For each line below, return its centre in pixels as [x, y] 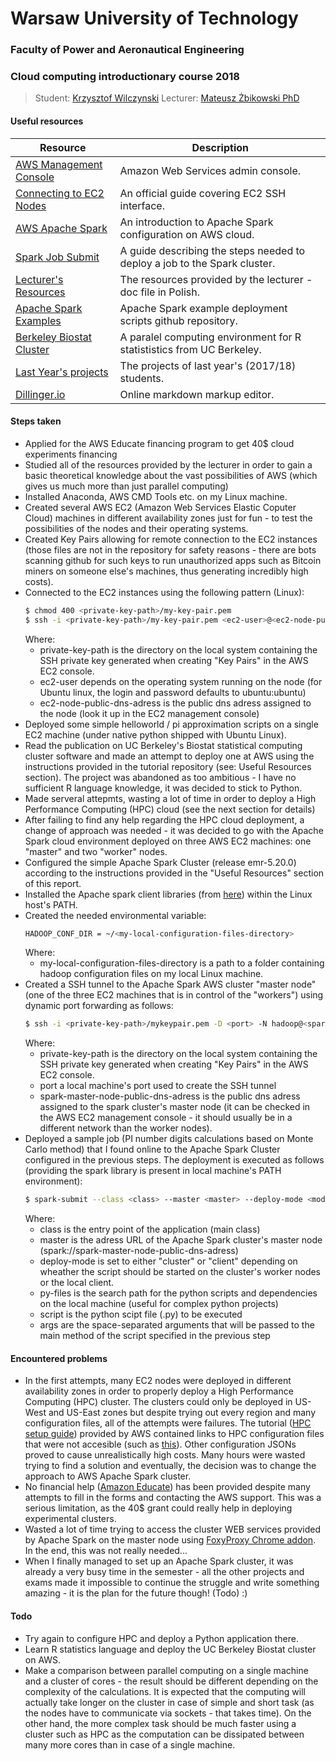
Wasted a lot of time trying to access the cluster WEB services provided [173, 1529]
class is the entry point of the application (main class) [150, 1229]
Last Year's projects [62, 372]
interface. [142, 205]
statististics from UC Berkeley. [190, 349]
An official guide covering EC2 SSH [203, 193]
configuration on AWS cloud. [187, 234]
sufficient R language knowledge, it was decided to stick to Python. [163, 788]
